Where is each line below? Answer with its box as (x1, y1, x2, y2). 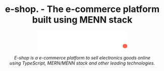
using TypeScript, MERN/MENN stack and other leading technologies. (9, 60, 155, 66)
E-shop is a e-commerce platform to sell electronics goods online (14, 54, 150, 60)
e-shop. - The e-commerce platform (5, 3, 160, 15)
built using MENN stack (32, 14, 133, 25)
